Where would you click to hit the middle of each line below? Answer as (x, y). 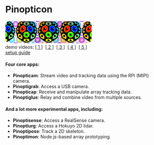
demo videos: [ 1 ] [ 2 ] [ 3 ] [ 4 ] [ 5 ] (46, 47)
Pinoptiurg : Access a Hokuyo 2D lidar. (53, 126)
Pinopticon (29, 9)
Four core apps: (23, 64)
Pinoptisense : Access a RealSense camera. (59, 120)
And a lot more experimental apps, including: (54, 109)
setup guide (18, 52)
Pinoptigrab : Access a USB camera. (51, 87)
